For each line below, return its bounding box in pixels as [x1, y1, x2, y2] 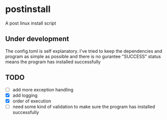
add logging [12, 92, 38, 98]
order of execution [12, 98, 51, 104]
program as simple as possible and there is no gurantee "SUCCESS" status [5, 53, 161, 59]
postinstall [5, 4, 51, 15]
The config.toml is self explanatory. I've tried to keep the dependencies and [5, 48, 162, 54]
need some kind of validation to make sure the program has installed [12, 103, 155, 109]
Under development [5, 35, 70, 43]
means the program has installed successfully [5, 59, 101, 65]
